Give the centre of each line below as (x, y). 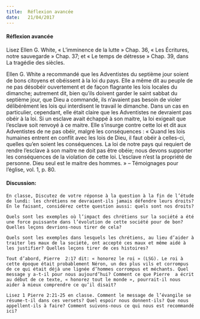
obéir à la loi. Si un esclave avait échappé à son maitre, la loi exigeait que (96, 119)
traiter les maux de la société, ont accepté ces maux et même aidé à (96, 243)
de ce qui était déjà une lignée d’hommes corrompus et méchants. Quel (97, 269)
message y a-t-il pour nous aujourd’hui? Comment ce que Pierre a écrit (100, 274)
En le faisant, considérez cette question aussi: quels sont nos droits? (100, 206)
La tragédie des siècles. (36, 62)
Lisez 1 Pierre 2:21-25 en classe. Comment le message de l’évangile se (99, 295)
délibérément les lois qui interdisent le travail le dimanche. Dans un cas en (98, 106)
